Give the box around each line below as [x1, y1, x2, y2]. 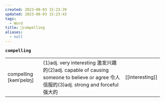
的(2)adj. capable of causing [43, 66, 109, 73]
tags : [5, 16, 16, 21]
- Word [9, 20, 23, 26]
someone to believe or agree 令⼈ [43, 74, 120, 81]
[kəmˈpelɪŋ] [7, 77, 34, 83]
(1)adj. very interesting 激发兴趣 [43, 59, 117, 66]
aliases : [5, 30, 23, 35]
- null [9, 35, 23, 40]
